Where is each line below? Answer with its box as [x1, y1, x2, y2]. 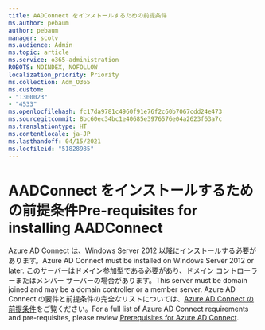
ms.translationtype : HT [8, 122, 88, 130]
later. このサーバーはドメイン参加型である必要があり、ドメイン [8, 266, 215, 275]
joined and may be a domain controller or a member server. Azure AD [8, 285, 236, 294]
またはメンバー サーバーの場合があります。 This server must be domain [14, 276, 248, 285]
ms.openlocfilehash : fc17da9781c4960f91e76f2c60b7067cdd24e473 [8, 108, 223, 116]
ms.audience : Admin [8, 41, 73, 49]
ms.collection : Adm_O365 [8, 78, 91, 86]
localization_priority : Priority [8, 71, 119, 79]
